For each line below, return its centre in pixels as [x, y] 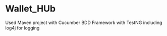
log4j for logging [22, 27]
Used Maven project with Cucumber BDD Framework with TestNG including [84, 22]
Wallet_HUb [31, 9]
